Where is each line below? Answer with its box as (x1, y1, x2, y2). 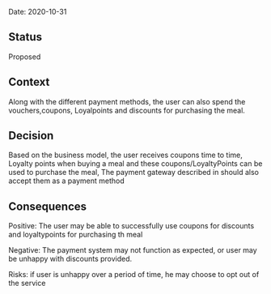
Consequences (8, 199, 87, 213)
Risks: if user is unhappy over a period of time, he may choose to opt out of (8, 270, 260, 279)
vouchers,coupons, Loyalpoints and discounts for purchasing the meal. (8, 105, 245, 115)
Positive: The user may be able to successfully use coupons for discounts (8, 221, 255, 231)
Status (8, 30, 43, 44)
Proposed (8, 52, 41, 62)
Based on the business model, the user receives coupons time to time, (8, 150, 243, 160)
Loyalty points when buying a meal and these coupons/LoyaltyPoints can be (8, 159, 263, 168)
